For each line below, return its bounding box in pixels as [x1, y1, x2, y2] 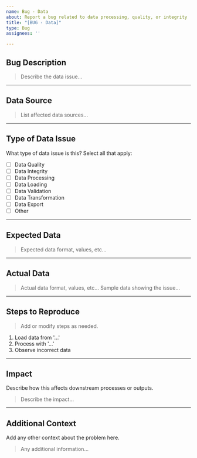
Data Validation [14, 187, 52, 194]
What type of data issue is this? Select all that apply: [6, 150, 133, 157]
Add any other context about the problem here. [6, 434, 120, 442]
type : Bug [6, 25, 30, 31]
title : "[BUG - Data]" [6, 19, 62, 25]
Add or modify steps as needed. [20, 322, 98, 330]
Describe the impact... [20, 396, 74, 403]
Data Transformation [14, 194, 64, 201]
